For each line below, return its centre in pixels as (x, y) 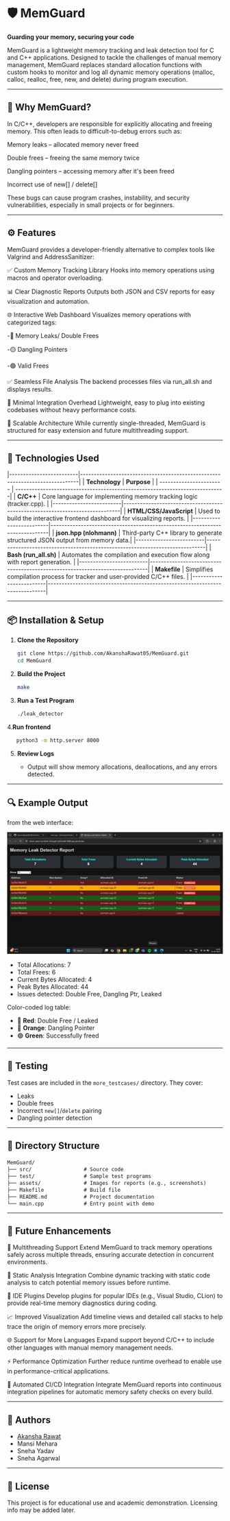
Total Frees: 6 (36, 972)
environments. (27, 1262)
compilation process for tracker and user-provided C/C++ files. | (98, 577)
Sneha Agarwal (38, 1459)
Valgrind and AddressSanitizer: (51, 256)
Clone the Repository (48, 640)
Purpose (138, 482)
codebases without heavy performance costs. (72, 409)
